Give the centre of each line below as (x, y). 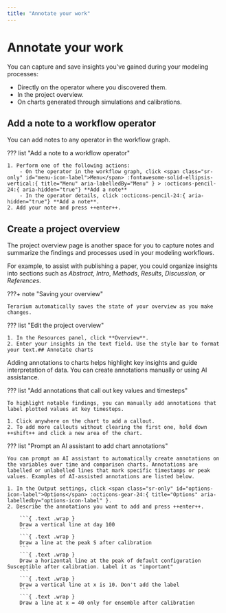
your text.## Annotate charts (50, 350)
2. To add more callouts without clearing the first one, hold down (107, 427)
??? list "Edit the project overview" (56, 325)
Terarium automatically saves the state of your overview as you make (110, 306)
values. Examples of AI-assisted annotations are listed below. (101, 477)
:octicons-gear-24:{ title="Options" (144, 495)
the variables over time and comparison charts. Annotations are (102, 465)
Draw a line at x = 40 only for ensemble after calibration (107, 603)
